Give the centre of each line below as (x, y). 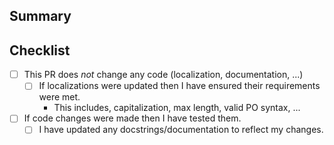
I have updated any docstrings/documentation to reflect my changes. (181, 130)
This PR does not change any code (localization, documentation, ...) (163, 75)
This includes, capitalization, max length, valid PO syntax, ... (177, 108)
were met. (59, 97)
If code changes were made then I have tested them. (132, 118)
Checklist (40, 50)
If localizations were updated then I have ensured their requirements (179, 86)
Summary (40, 16)
